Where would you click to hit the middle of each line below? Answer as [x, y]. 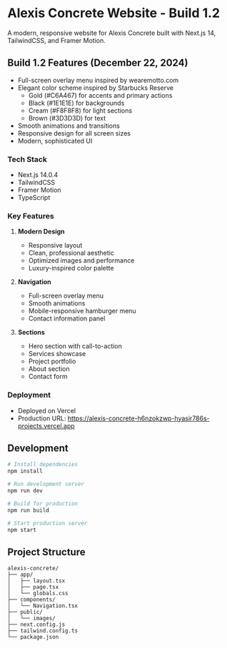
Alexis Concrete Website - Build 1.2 [113, 13]
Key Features [31, 216]
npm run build [29, 510]
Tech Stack [27, 159]
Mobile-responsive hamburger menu [82, 311]
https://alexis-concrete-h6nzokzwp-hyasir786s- [139, 418]
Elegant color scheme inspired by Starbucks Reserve [96, 88]
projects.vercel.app [46, 425]
